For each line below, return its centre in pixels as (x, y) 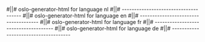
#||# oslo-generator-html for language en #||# (80, 16)
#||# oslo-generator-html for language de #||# (113, 28)
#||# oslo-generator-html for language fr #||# (97, 22)
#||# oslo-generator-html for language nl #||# (63, 9)
